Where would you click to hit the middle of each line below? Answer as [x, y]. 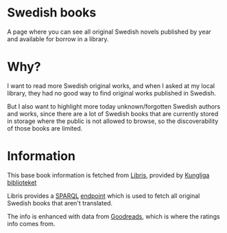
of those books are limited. [45, 128]
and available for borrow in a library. [58, 38]
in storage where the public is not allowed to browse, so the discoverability [113, 121]
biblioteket [22, 182]
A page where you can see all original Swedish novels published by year [109, 32]
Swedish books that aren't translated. [60, 203]
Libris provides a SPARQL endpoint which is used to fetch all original [104, 196]
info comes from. [31, 223]
